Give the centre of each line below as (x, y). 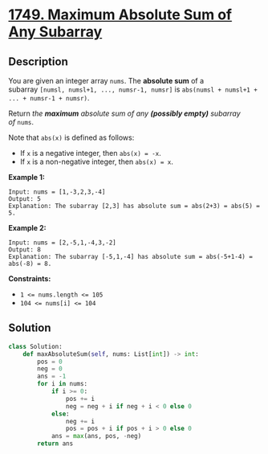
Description (38, 61)
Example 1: (27, 177)
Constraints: (30, 278)
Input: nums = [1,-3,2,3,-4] (57, 192)
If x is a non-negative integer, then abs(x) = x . (97, 162)
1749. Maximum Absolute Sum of (120, 15)
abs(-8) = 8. (30, 264)
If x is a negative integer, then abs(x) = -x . (91, 153)
